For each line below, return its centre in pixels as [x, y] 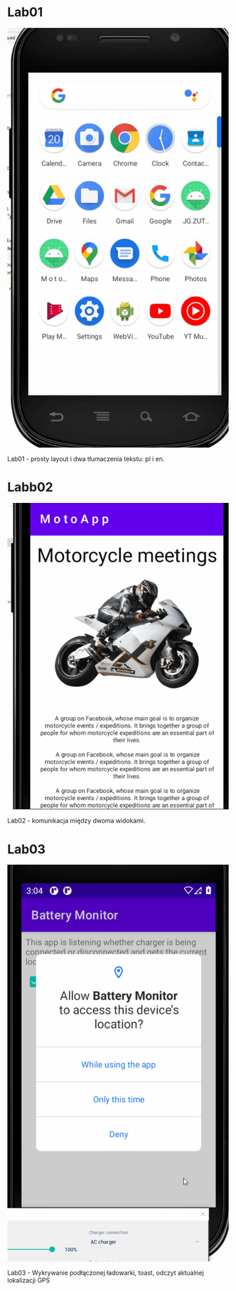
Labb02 [30, 487]
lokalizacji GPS [29, 1280]
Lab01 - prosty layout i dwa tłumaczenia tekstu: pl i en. [86, 459]
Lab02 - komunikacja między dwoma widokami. [76, 821]
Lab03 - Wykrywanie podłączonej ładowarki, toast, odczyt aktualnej [106, 1273]
